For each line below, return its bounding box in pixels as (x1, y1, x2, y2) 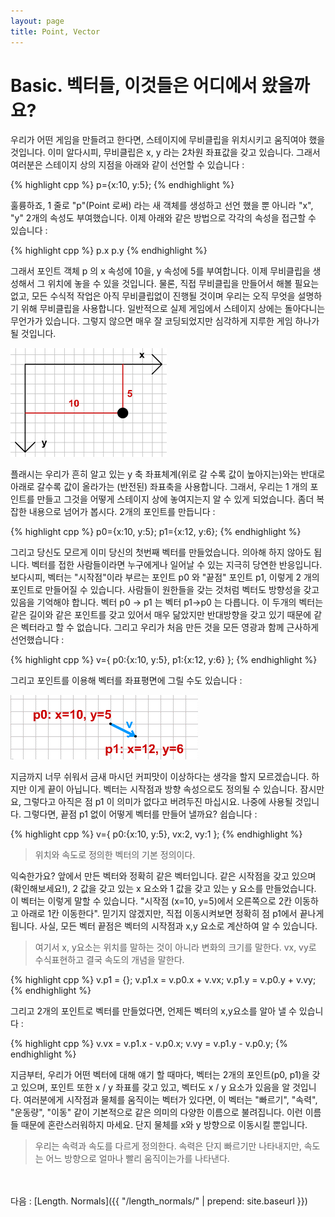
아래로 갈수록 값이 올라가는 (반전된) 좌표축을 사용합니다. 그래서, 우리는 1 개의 (10, 481, 308, 493)
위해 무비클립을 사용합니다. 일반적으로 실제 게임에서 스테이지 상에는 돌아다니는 (20, 303, 326, 315)
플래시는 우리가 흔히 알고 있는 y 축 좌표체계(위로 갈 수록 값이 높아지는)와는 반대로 (10, 468, 326, 480)
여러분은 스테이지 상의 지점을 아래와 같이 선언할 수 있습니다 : (10, 159, 245, 171)
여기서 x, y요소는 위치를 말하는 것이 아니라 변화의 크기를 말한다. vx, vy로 (34, 941, 317, 954)
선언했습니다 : (10, 634, 65, 646)
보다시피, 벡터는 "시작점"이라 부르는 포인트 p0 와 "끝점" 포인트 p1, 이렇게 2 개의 (10, 571, 320, 584)
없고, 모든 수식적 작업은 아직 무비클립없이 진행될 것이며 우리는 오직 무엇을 (10, 290, 296, 302)
